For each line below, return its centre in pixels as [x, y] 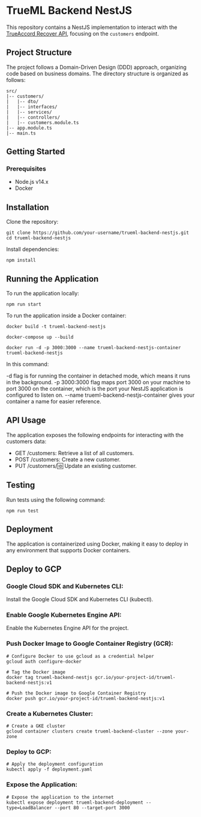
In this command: [28, 364]
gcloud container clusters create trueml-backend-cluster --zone [89, 731]
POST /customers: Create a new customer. [68, 459]
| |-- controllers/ [33, 117]
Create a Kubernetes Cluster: [49, 713]
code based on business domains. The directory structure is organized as [97, 74]
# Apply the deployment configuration [55, 764]
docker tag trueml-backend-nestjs [49, 677]
